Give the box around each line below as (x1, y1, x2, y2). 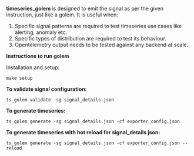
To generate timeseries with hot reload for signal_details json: (6, 129, 160, 135)
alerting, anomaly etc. (14, 29, 68, 36)
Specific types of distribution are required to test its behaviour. (14, 35, 166, 42)
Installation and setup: (6, 64, 60, 71)
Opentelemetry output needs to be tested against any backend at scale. (14, 41, 189, 48)
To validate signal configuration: (6, 86, 87, 93)
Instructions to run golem (6, 53, 69, 59)
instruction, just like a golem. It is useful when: (6, 11, 119, 18)
